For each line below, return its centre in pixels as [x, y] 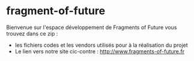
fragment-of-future [56, 11]
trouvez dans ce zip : [32, 33]
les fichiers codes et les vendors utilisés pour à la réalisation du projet [101, 45]
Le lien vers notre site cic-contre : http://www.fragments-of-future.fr [100, 51]
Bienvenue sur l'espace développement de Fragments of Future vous [92, 27]
